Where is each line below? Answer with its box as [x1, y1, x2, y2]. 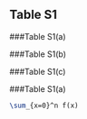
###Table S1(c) [9, 66, 66, 77]
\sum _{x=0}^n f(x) [9, 101, 79, 110]
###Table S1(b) [9, 49, 66, 59]
